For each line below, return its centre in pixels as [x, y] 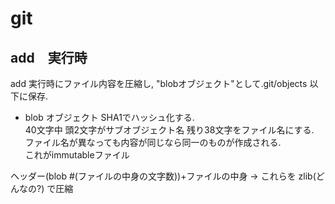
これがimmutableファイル [77, 155]
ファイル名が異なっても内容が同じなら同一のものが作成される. [153, 142]
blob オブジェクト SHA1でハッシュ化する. [109, 117]
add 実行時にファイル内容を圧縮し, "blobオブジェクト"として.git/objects [159, 83]
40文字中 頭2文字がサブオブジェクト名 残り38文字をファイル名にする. [169, 130]
